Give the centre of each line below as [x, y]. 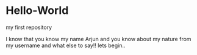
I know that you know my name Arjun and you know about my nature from [99, 39]
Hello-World [37, 11]
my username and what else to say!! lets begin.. [66, 45]
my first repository [29, 27]
